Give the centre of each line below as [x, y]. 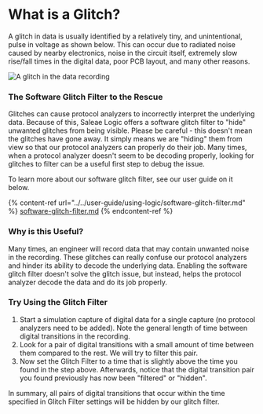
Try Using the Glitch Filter [58, 302]
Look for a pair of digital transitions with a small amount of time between [136, 344]
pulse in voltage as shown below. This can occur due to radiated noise [122, 44]
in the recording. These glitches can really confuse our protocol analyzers [128, 257]
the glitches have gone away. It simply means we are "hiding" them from [125, 139]
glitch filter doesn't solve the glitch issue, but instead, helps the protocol [125, 273]
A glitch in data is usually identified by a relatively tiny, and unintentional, [126, 36]
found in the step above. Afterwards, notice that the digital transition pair [137, 369]
